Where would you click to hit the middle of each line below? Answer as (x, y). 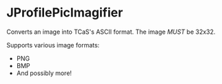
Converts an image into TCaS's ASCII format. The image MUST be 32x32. (111, 32)
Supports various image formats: (53, 45)
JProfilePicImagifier (65, 13)
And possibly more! (44, 73)
